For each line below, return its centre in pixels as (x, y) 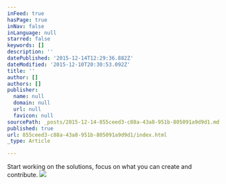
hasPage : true (27, 20)
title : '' (21, 71)
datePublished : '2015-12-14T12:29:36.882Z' (70, 58)
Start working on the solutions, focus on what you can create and (100, 167)
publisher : (23, 90)
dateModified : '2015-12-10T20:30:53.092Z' (69, 65)
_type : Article (29, 141)
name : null (29, 97)
